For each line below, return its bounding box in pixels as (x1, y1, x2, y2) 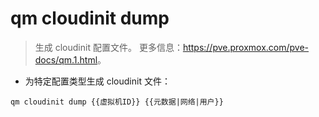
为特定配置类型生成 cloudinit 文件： (24, 75, 171, 87)
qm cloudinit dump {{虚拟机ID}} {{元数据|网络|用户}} (10, 97, 224, 107)
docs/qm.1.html (34, 53, 98, 66)
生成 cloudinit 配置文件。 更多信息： (34, 41, 183, 53)
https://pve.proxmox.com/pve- (182, 41, 310, 53)
